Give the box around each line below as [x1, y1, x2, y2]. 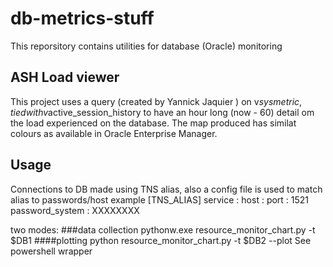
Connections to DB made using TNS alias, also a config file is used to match [10, 183, 323, 195]
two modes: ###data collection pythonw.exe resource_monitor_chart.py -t [10, 223, 316, 236]
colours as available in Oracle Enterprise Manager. [10, 127, 218, 139]
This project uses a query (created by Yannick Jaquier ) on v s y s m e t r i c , [10, 95, 303, 107]
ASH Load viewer [10, 69, 120, 86]
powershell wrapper [10, 245, 93, 257]
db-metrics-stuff [10, 7, 155, 30]
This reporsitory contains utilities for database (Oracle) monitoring [10, 40, 283, 52]
